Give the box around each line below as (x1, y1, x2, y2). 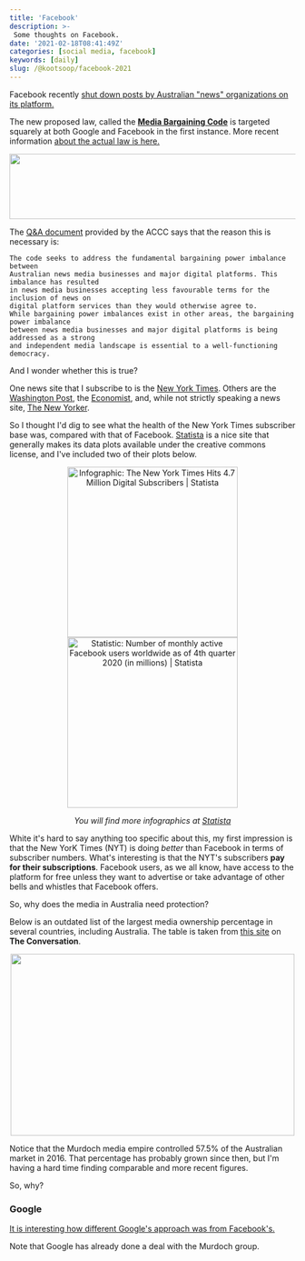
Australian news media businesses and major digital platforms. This (9, 269, 279, 278)
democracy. (9, 349, 51, 358)
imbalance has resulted (9, 277, 100, 286)
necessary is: (9, 235, 60, 246)
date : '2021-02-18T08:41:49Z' (9, 38, 124, 48)
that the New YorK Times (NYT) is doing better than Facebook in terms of (9, 842, 284, 853)
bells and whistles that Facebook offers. (9, 881, 159, 892)
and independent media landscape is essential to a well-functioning (9, 341, 279, 350)
